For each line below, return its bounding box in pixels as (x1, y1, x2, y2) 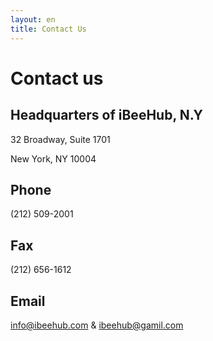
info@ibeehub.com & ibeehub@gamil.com (10, 319, 184, 331)
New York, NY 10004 (10, 152, 97, 165)
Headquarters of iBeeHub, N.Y (10, 107, 203, 124)
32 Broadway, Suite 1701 (10, 133, 111, 145)
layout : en (10, 14, 56, 25)
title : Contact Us (10, 24, 87, 34)
